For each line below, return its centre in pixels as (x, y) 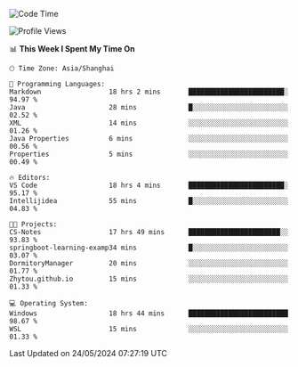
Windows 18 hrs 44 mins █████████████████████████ (149, 314)
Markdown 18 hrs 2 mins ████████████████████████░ (149, 92)
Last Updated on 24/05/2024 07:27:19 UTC (88, 353)
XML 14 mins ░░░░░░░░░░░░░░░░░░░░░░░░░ (149, 123)
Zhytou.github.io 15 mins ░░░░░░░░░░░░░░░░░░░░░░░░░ (149, 279)
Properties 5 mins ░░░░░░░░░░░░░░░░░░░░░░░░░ (149, 154)
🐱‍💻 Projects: (33, 224)
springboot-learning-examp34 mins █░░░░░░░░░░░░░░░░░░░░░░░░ (149, 248)
